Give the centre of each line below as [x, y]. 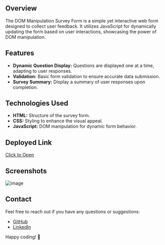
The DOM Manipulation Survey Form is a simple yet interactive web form [82, 20]
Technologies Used [37, 104]
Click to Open [20, 155]
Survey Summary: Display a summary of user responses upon [79, 82]
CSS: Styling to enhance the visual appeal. [58, 121]
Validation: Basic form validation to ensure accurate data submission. [86, 76]
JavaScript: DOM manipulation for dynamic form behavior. [75, 126]
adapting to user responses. [43, 71]
